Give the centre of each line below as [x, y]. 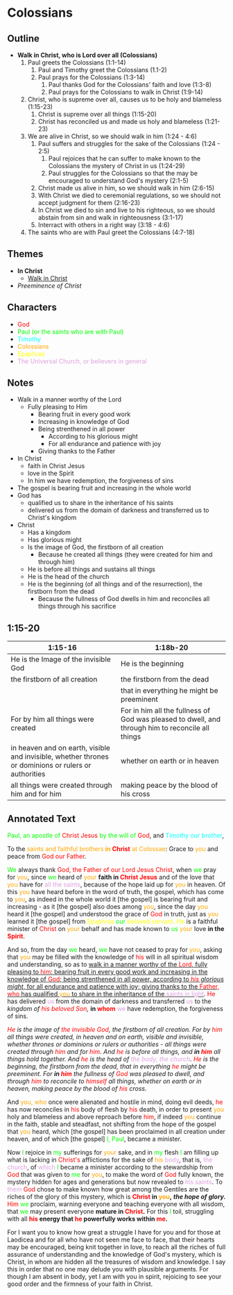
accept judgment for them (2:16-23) [89, 203]
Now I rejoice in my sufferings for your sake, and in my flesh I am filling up [113, 1153]
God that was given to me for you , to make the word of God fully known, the [115, 1175]
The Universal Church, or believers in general [82, 361]
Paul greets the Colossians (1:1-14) [77, 63]
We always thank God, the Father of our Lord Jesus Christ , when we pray [112, 870]
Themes [25, 254]
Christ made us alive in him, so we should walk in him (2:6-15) [126, 188]
